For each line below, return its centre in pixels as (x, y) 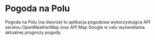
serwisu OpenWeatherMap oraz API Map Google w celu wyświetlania (75, 27)
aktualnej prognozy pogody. (33, 32)
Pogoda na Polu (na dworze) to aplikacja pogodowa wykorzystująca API (78, 22)
